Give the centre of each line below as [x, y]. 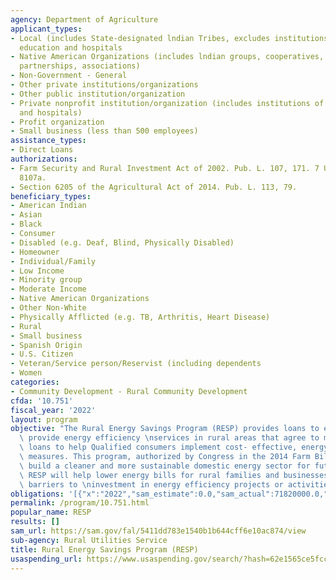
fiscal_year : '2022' [53, 410]
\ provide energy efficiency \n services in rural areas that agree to [169, 438]
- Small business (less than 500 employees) [104, 131]
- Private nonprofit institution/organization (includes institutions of [167, 103]
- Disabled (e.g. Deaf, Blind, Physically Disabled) [122, 242]
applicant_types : [46, 29]
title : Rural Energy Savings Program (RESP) [104, 549]
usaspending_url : [46, 559]
